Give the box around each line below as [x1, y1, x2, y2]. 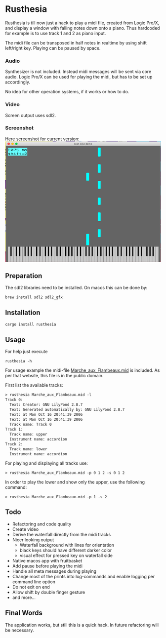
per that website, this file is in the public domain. [5, 372, 104, 378]
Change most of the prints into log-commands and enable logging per [12, 573, 155, 579]
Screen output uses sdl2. [5, 112, 56, 118]
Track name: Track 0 [9, 422, 52, 427]
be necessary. [5, 627, 34, 633]
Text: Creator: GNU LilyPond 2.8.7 [9, 402, 83, 407]
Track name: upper [9, 432, 48, 437]
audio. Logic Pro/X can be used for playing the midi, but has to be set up [5, 74, 153, 80]
